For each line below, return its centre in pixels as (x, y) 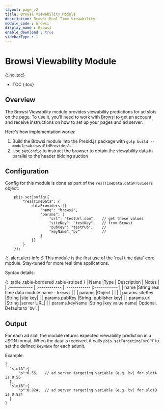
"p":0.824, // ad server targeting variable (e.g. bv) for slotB (87, 390)
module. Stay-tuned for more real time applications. (57, 263)
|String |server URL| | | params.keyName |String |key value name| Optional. (81, 303)
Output (16, 324)
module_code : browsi (27, 23)
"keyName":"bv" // (78, 232)
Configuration (27, 172)
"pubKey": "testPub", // (78, 227)
